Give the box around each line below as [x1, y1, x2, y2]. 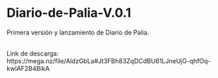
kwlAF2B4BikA [6, 64, 50, 72]
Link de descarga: [6, 49, 59, 58]
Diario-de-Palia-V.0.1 [6, 5, 131, 21]
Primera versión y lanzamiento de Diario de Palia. [6, 28, 150, 37]
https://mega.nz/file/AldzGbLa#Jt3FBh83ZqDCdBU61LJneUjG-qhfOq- [6, 56, 211, 65]
